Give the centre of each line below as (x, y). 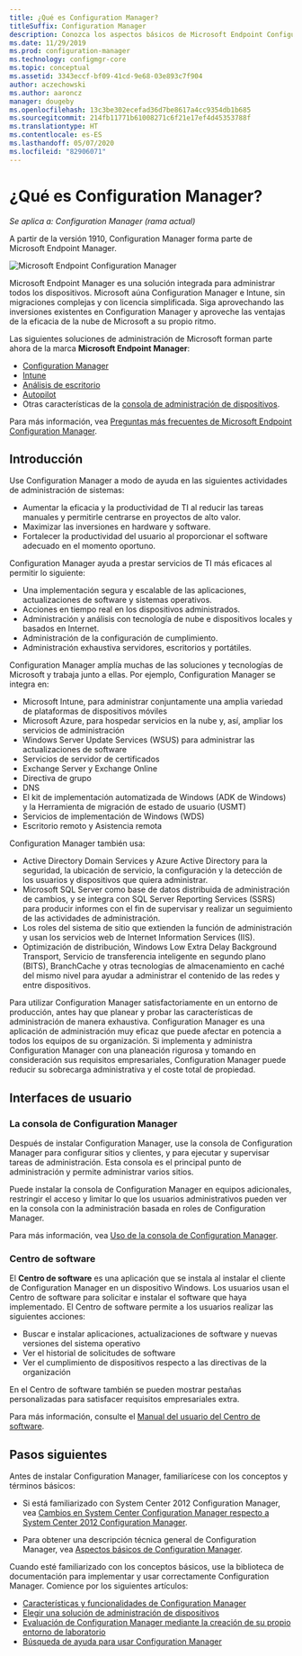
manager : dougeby (42, 101)
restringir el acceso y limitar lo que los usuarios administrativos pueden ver (148, 1199)
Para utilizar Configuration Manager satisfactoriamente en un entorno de (144, 1003)
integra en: (29, 684)
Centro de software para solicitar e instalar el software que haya (128, 1298)
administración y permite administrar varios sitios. (102, 1172)
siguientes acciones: (47, 1317)
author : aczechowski (48, 85)
